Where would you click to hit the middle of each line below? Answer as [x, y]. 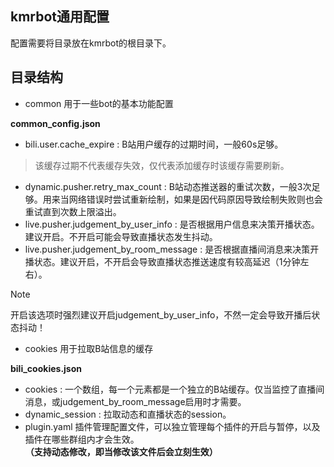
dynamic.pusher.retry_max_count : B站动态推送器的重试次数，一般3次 [168, 186]
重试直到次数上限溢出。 [73, 211]
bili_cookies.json [46, 368]
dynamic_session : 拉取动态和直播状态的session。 [128, 414]
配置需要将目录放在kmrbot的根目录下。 [91, 43]
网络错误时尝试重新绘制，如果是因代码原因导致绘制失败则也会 [195, 199]
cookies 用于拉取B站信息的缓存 [89, 348]
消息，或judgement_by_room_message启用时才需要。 [135, 401]
